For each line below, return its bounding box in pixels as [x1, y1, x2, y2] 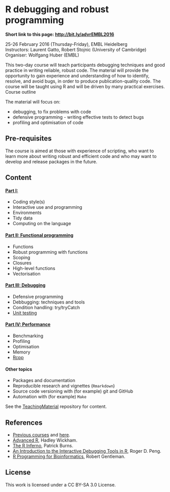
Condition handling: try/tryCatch [12, 304, 80, 310]
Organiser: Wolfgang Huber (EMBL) [5, 52, 80, 58]
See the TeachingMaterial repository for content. [5, 403, 107, 409]
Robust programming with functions [12, 249, 88, 255]
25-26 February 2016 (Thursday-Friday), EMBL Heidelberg [5, 41, 128, 47]
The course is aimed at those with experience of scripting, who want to [5, 148, 154, 154]
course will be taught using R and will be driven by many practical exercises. [5, 83, 165, 90]
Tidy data [12, 215, 33, 221]
